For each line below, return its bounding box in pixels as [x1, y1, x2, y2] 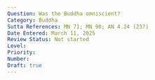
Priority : [7, 49, 36, 56]
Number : [7, 56, 30, 63]
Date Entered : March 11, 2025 [7, 29, 96, 37]
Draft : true [7, 62, 42, 69]
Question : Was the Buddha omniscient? [7, 10, 121, 17]
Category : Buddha [7, 17, 58, 24]
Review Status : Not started [7, 36, 90, 43]
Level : [7, 42, 27, 49]
